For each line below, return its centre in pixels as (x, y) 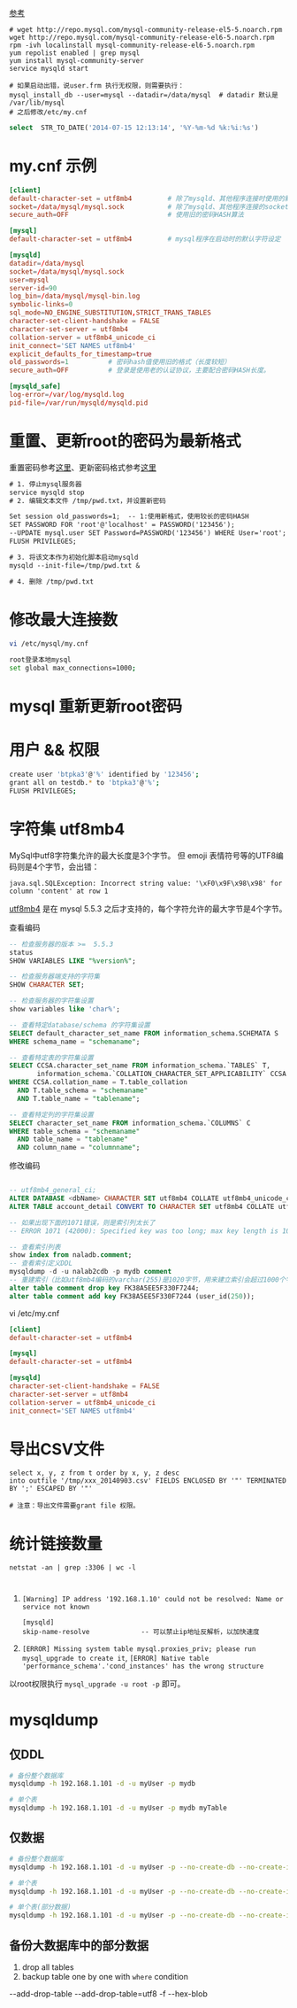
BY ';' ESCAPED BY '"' (51, 1489)
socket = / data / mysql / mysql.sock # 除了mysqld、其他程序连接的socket (149, 206)
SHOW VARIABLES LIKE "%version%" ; (73, 961)
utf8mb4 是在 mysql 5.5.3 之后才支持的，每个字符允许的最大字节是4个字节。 (148, 908)
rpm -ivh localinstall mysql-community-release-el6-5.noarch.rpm (132, 45)
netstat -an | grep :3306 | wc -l (73, 1568)
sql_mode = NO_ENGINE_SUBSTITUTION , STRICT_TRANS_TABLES (110, 313)
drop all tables (48, 1967)
